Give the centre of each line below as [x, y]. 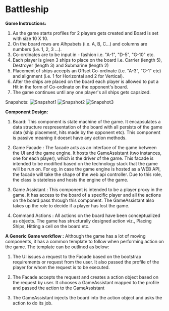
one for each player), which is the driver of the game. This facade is [83, 158]
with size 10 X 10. [31, 38]
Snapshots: [17, 102]
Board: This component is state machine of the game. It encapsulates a [87, 121]
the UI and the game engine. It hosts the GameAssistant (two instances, [87, 153]
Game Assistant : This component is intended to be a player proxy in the [87, 189]
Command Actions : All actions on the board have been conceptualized [86, 215]
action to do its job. [33, 303]
